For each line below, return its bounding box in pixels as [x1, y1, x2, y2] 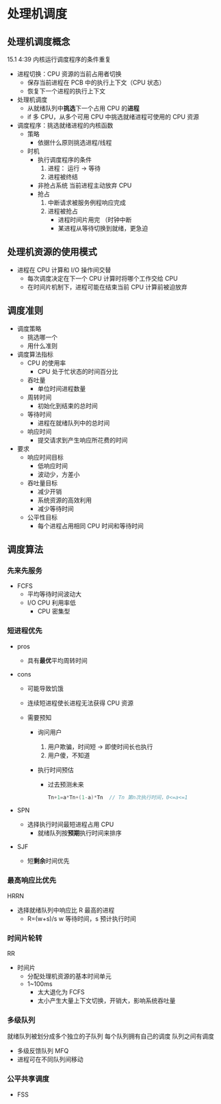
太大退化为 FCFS [37, 988, 86, 996]
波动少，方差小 [37, 470, 80, 478]
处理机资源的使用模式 [7, 246, 97, 258]
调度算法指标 [16, 350, 53, 358]
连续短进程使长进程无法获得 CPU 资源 [27, 698, 134, 707]
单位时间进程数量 [37, 384, 86, 392]
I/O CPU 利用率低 [27, 598, 77, 607]
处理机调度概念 [7, 36, 70, 47]
